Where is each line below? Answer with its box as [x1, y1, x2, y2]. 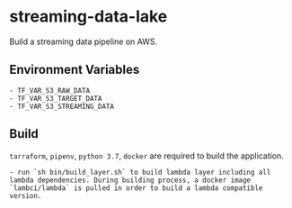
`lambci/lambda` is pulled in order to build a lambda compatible [9, 183, 263, 193]
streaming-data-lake [9, 6, 168, 27]
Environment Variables [9, 62, 140, 77]
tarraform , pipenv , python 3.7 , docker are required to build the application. [9, 150, 285, 161]
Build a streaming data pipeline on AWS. [9, 36, 158, 47]
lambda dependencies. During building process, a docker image [9, 176, 252, 185]
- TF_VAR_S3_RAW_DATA [9, 86, 91, 95]
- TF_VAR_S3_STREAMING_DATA [9, 102, 115, 111]
